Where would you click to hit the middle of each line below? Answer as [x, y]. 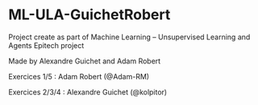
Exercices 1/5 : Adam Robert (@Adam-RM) [79, 76]
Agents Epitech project [46, 45]
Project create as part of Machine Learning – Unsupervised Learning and [129, 37]
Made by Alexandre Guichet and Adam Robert [85, 61]
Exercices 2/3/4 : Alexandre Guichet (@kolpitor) [88, 92]
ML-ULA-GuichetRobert [89, 15]
